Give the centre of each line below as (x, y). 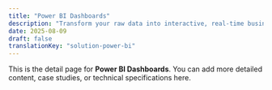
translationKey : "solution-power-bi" (72, 46)
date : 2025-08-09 (38, 31)
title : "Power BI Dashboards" (59, 16)
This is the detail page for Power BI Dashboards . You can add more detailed (136, 69)
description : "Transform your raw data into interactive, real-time (126, 24)
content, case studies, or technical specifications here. (100, 78)
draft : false (30, 39)
